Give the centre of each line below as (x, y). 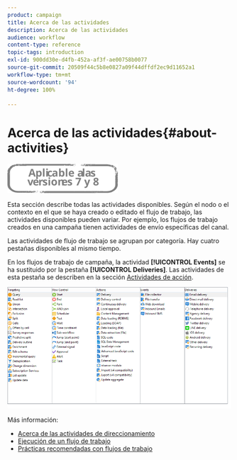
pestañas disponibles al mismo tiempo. (64, 249)
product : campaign (34, 15)
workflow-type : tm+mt (39, 74)
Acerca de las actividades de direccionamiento (86, 434)
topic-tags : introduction (45, 52)
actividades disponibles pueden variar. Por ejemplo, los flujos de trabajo (113, 220)
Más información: (33, 420)
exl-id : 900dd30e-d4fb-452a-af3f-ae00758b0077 (77, 60)
